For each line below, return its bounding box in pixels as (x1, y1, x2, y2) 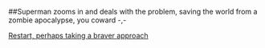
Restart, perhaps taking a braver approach (8, 31, 149, 40)
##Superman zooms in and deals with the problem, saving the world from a (8, 7, 258, 16)
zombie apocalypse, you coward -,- (8, 15, 127, 25)
